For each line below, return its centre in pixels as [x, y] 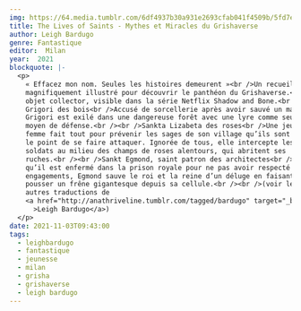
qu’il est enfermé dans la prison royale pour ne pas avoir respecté [158, 168]
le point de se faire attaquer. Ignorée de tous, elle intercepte [152, 143]
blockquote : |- [38, 68]
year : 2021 [31, 59]
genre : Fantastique [46, 43]
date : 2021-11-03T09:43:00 [60, 226]
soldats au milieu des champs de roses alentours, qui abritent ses [156, 151]
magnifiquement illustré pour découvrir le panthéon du [132, 92]
